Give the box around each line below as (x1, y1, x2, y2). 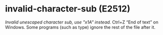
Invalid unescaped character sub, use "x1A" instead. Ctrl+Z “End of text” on (5, 19, 159, 25)
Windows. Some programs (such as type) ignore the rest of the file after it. (5, 24, 156, 30)
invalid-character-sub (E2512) (5, 3, 131, 14)
